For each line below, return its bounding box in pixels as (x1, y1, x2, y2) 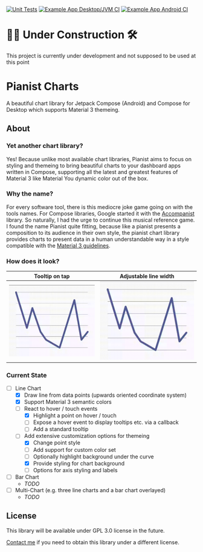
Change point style (33, 439, 80, 446)
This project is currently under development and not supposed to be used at (6, 52, 196, 59)
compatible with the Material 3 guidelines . (6, 242, 111, 249)
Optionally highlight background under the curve (33, 453, 154, 460)
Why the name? (6, 190, 53, 198)
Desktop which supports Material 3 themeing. (6, 106, 120, 113)
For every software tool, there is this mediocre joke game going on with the (6, 203, 193, 211)
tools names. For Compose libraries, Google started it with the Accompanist (6, 210, 195, 217)
